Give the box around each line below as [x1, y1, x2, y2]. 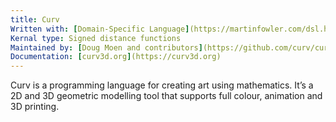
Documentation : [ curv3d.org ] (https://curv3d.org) [10, 52, 222, 62]
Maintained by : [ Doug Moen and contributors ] [10, 42, 203, 53]
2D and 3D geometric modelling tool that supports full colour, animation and [10, 90, 323, 102]
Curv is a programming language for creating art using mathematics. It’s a [10, 79, 314, 91]
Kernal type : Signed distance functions [10, 33, 182, 43]
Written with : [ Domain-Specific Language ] [10, 24, 190, 34]
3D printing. [10, 101, 60, 113]
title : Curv [10, 14, 60, 25]
